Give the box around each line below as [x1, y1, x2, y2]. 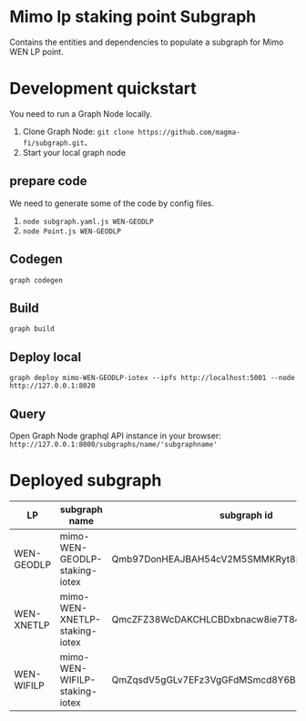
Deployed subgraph [9, 470, 162, 491]
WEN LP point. [9, 46, 64, 57]
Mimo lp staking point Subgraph [9, 6, 257, 27]
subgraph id [219, 509, 273, 521]
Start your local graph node [22, 147, 126, 158]
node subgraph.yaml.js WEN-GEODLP [22, 217, 154, 226]
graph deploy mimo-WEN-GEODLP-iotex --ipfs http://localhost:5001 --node [9, 374, 296, 383]
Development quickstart [9, 78, 198, 99]
